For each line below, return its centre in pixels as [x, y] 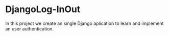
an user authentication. [30, 28]
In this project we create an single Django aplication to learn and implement [84, 23]
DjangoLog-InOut [43, 9]
